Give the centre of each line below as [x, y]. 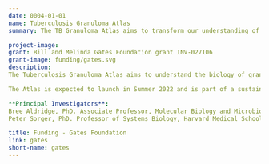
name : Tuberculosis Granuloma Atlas [69, 23]
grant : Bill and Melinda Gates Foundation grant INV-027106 [111, 53]
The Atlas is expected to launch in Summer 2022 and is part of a [121, 89]
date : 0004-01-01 [37, 16]
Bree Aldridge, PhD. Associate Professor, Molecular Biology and [119, 111]
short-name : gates [39, 148]
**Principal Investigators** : [59, 104]
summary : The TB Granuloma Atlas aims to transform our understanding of [134, 30]
